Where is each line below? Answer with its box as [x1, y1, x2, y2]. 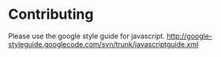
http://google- [167, 31, 213, 41]
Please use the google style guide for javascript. [8, 31, 166, 41]
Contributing [8, 5, 94, 23]
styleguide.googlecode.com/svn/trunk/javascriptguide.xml [8, 39, 199, 48]
